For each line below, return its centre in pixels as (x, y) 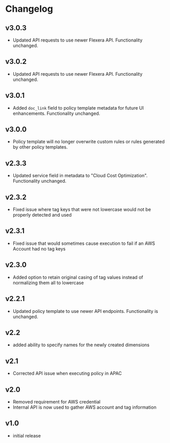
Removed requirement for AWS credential (57, 402)
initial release (27, 435)
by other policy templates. (40, 147)
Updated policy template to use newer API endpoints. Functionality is (85, 311)
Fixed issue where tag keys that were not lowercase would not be (82, 209)
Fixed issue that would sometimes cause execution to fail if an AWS (84, 243)
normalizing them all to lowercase (48, 283)
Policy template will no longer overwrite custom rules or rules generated (89, 142)
